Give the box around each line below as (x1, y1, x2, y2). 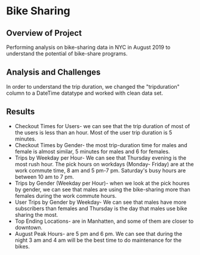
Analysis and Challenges (6, 67, 101, 77)
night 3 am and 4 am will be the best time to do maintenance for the (14, 237, 182, 244)
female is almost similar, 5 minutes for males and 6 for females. (14, 148, 170, 155)
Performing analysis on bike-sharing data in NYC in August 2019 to (6, 43, 171, 51)
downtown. (14, 223, 43, 231)
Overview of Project (6, 28, 82, 38)
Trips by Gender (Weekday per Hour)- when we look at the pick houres (14, 179, 190, 186)
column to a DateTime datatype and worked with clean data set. (6, 89, 163, 97)
